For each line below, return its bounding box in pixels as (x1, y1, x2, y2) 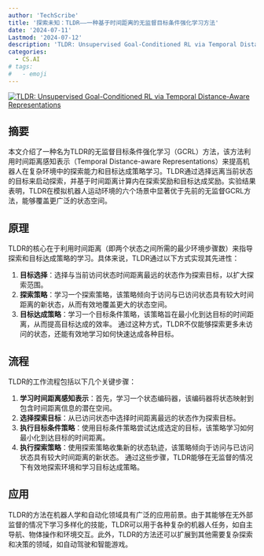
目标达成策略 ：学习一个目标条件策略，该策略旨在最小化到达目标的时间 (19, 310, 247, 319)
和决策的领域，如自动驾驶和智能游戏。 (8, 539, 132, 549)
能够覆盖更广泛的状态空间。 (21, 196, 112, 205)
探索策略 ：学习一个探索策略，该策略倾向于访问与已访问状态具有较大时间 (19, 290, 254, 300)
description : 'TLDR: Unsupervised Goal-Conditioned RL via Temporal (8, 41, 237, 49)
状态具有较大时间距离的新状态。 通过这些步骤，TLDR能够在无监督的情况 (19, 453, 253, 462)
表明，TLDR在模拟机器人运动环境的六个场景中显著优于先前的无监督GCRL (8, 186, 244, 196)
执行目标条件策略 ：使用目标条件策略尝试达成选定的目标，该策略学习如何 (19, 423, 254, 433)
